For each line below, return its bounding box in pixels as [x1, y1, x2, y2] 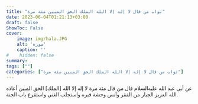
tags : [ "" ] [6, 63, 33, 69]
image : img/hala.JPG [17, 36, 67, 42]
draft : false [6, 19, 38, 25]
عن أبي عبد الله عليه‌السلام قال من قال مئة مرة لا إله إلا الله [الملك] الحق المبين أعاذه [6, 85, 193, 92]
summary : [6, 58, 28, 63]
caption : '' [17, 47, 46, 53]
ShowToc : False [6, 25, 44, 31]
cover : [6, 31, 22, 36]
